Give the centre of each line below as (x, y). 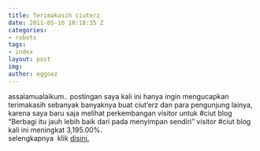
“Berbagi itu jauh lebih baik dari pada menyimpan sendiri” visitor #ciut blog (130, 121)
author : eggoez (33, 74)
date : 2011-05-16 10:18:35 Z (56, 23)
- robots (22, 37)
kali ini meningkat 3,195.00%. (55, 130)
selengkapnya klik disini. (49, 138)
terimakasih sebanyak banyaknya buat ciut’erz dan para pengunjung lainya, (130, 105)
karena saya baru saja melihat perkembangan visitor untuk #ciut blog (120, 113)
